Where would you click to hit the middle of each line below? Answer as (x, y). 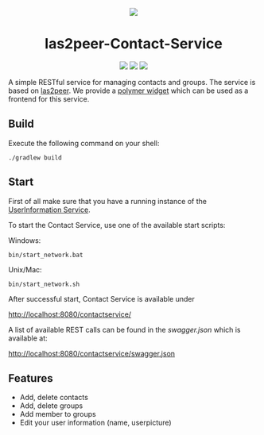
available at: (28, 338)
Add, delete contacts (54, 398)
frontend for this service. (49, 98)
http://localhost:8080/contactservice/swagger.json (92, 353)
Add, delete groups (51, 406)
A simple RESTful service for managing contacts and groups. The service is (132, 82)
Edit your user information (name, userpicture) (96, 423)
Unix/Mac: (25, 269)
